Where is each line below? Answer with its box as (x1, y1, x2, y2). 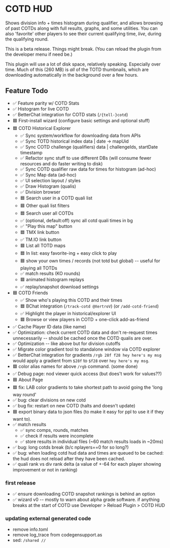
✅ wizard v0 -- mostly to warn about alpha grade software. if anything (12, 497, 160, 503)
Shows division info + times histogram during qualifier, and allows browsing (5, 20, 163, 26)
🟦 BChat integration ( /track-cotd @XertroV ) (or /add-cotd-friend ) (20, 303, 159, 309)
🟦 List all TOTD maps (20, 242, 66, 249)
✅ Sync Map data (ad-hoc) (20, 172, 77, 178)
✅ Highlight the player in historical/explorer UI (20, 310, 116, 316)
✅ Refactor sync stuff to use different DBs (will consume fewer (20, 155, 152, 161)
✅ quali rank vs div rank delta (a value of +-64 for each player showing (12, 461, 161, 467)
